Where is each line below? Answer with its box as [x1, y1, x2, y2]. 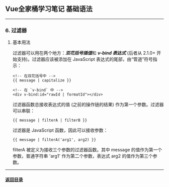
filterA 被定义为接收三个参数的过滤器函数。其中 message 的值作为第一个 [12, 147, 162, 153]
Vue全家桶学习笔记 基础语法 [5, 5, 93, 14]
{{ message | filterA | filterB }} [12, 118, 88, 123]
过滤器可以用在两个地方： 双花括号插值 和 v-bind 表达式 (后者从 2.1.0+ [12, 50, 156, 56]
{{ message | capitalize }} [12, 78, 71, 83]
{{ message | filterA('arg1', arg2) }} [12, 137, 97, 142]
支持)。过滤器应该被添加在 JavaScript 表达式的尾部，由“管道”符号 [17, 56, 153, 62]
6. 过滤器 [5, 27, 27, 34]
